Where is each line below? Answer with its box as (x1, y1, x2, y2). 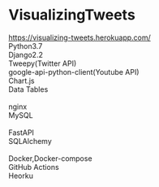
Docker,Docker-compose (8, 153, 92, 163)
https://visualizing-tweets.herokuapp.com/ (8, 33, 152, 42)
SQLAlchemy (8, 136, 53, 146)
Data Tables (8, 84, 49, 94)
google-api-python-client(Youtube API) (8, 67, 140, 76)
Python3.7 (8, 41, 43, 50)
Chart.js (8, 76, 35, 85)
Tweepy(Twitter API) (8, 59, 77, 68)
